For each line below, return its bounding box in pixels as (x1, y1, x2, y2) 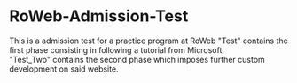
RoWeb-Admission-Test (9, 6, 189, 26)
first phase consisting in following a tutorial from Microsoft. (9, 44, 224, 55)
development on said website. (9, 64, 119, 74)
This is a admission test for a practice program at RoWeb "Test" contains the (9, 35, 288, 46)
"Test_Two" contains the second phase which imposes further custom (9, 54, 266, 64)
